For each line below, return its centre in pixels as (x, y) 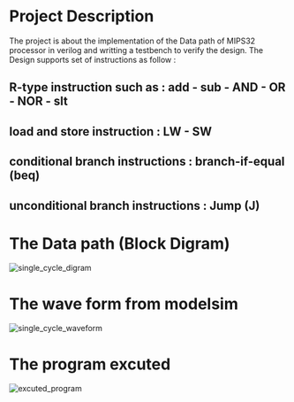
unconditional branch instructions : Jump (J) (135, 205)
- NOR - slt (38, 101)
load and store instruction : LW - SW (110, 131)
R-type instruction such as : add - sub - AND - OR (147, 87)
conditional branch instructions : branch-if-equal (147, 162)
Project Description (82, 16)
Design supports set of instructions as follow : (93, 59)
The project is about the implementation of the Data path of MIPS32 (132, 41)
